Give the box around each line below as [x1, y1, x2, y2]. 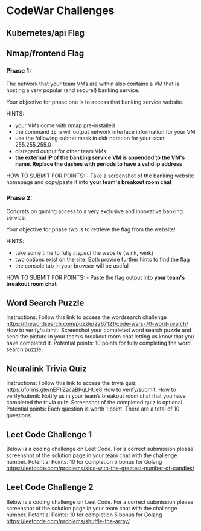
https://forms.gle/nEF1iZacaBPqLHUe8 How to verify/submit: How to [6, 386, 176, 394]
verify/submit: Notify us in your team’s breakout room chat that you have [6, 392, 186, 400]
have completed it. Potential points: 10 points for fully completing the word [6, 340, 191, 347]
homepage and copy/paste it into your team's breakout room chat [6, 179, 172, 186]
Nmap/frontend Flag [6, 48, 85, 58]
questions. [6, 412, 33, 419]
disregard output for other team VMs [14, 148, 107, 155]
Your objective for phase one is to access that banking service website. [6, 98, 184, 106]
